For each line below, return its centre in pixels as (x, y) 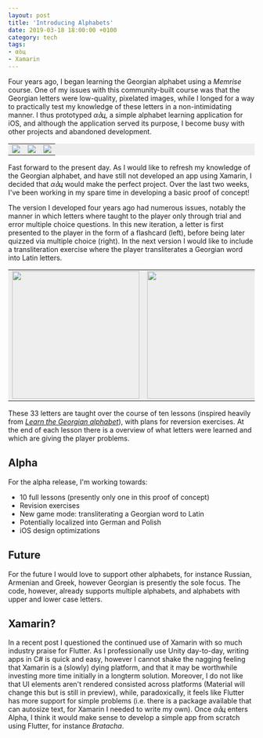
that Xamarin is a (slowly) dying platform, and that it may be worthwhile (122, 667)
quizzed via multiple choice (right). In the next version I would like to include (131, 241)
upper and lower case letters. (56, 599)
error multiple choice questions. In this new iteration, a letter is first (116, 224)
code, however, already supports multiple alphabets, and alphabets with (124, 590)
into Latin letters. (35, 258)
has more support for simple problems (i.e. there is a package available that (130, 701)
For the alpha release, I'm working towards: (78, 482)
